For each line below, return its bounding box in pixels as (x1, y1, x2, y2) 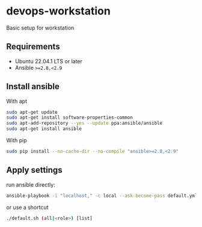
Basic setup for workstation (6, 24, 75, 31)
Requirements (6, 42, 60, 52)
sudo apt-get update (6, 109, 58, 115)
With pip (6, 137, 27, 144)
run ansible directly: (6, 181, 55, 188)
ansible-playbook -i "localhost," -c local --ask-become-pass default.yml (6, 193, 198, 199)
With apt (6, 98, 27, 105)
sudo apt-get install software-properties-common (6, 114, 133, 121)
